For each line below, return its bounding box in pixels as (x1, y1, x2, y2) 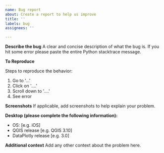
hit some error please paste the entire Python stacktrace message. (5, 49, 141, 55)
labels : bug (5, 21, 30, 26)
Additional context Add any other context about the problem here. (5, 142, 141, 149)
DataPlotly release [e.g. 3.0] (12, 133, 69, 139)
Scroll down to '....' (12, 88, 51, 94)
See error (12, 94, 32, 100)
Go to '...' (12, 78, 31, 84)
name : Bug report (5, 7, 41, 12)
